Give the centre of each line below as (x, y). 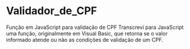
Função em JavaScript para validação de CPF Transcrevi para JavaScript (95, 27)
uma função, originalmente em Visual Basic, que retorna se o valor (87, 33)
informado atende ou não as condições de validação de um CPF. (85, 40)
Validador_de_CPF (52, 11)
